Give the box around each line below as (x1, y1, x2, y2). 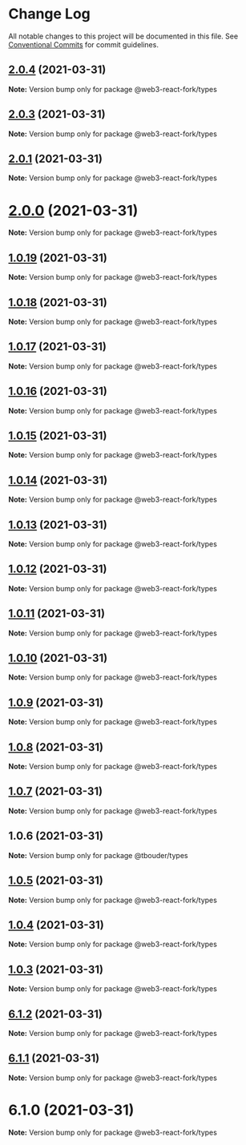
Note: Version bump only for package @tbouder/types (8, 850, 188, 860)
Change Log (8, 5, 91, 23)
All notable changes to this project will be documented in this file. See (8, 31, 239, 41)
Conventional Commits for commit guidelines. (8, 39, 159, 49)
